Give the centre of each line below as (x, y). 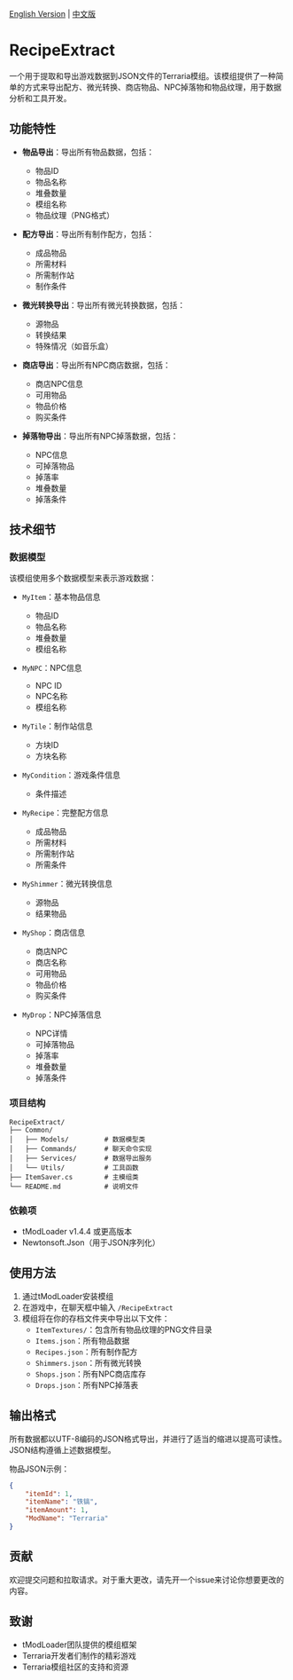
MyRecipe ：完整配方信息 (65, 813)
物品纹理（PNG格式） (75, 215)
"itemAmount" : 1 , (57, 1510)
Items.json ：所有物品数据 (82, 1340)
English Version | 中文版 (53, 14)
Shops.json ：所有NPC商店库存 (90, 1374)
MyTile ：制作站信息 (57, 726)
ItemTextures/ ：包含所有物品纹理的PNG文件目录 (123, 1329)
